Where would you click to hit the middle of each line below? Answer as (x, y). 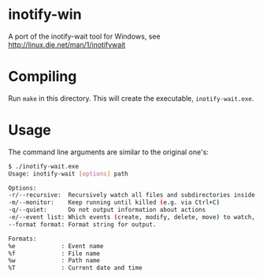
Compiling (43, 77)
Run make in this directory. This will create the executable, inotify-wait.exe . (131, 98)
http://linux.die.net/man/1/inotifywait (67, 44)
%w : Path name (54, 261)
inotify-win (45, 15)
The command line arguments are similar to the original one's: (108, 152)
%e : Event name (56, 246)
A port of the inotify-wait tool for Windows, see (84, 36)
